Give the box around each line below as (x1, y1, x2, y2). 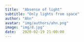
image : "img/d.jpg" (5, 25, 45, 30)
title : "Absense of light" (5, 7, 63, 12)
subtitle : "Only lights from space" (5, 12, 80, 16)
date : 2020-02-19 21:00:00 (5, 29, 64, 34)
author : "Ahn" (5, 16, 34, 21)
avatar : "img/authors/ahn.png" (5, 20, 69, 26)
